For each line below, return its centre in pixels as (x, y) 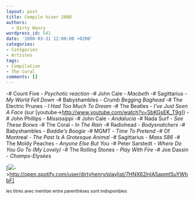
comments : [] (22, 77)
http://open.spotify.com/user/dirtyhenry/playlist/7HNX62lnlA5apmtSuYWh (99, 174)
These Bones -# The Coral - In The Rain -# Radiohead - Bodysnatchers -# (96, 125)
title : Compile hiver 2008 (39, 17)
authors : (17, 22)
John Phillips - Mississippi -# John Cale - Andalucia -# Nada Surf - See (97, 118)
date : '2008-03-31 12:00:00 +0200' (49, 39)
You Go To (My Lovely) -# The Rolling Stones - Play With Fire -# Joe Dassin (97, 150)
